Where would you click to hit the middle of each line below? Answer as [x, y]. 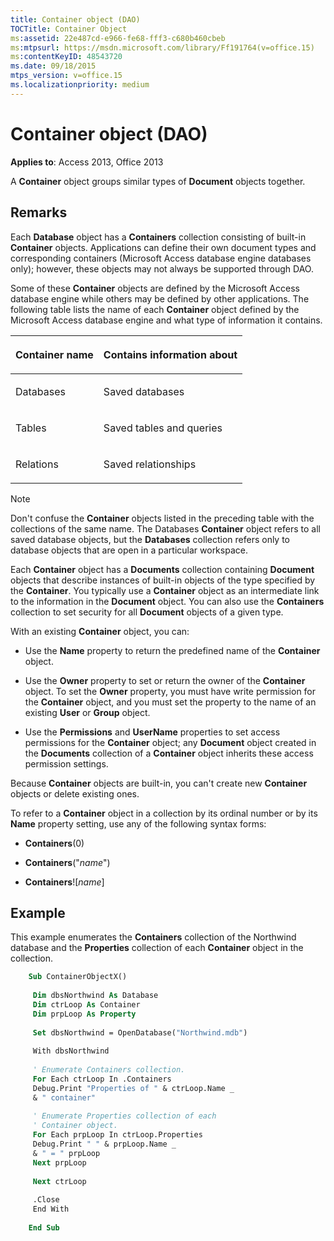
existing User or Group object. [87, 712]
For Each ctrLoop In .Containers [102, 1079]
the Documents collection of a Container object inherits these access [169, 753]
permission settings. [66, 763]
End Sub [44, 1227]
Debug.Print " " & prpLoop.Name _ [104, 1144]
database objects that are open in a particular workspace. [129, 550]
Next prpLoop [59, 1162]
